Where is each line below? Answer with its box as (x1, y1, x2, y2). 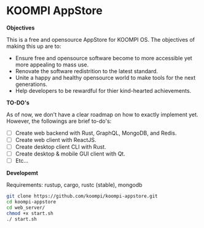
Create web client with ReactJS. (15, 136, 96, 143)
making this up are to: (6, 42, 61, 50)
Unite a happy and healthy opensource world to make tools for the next (15, 74, 196, 81)
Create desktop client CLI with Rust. (15, 143, 106, 151)
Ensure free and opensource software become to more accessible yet (15, 54, 192, 61)
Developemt (6, 170, 39, 177)
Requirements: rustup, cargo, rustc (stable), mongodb (6, 181, 143, 189)
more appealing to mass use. (15, 61, 89, 68)
